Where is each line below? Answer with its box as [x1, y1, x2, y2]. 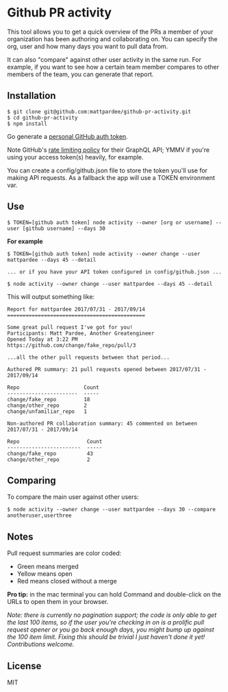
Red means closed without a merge [16, 577, 118, 585]
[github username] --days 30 [22, 225, 106, 232]
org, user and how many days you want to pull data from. [7, 42, 168, 50]
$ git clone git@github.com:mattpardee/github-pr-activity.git [7, 108, 192, 115]
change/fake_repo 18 [7, 396, 90, 403]
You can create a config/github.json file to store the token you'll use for [7, 166, 207, 175]
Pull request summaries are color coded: [7, 549, 122, 557]
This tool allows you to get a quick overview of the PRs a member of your [7, 27, 214, 36]
